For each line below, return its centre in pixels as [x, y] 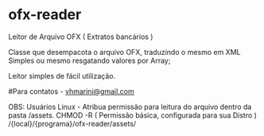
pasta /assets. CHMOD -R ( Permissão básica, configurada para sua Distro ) [132, 115]
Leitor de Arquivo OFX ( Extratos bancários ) [81, 37]
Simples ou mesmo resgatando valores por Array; [89, 60]
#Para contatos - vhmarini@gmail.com [71, 91]
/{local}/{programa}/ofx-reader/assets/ [72, 123]
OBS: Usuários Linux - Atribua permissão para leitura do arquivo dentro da [130, 107]
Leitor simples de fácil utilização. [62, 76]
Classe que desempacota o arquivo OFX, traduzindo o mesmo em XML [124, 52]
